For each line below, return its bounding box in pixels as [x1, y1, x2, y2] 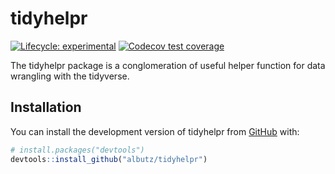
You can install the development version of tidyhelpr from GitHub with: [10, 125, 300, 137]
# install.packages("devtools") [10, 145, 145, 155]
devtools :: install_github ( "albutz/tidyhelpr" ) [10, 154, 208, 164]
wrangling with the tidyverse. [10, 70, 130, 82]
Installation [10, 99, 82, 116]
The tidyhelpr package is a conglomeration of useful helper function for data [10, 59, 326, 71]
